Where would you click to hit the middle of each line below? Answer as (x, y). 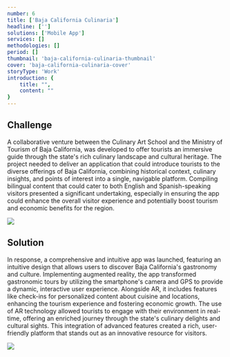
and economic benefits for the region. (61, 208)
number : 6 (21, 13)
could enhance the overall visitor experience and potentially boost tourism (113, 201)
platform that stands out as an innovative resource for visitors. (119, 333)
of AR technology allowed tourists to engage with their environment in (106, 311)
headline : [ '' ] (29, 26)
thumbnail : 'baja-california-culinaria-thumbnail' (82, 59)
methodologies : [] (33, 46)
